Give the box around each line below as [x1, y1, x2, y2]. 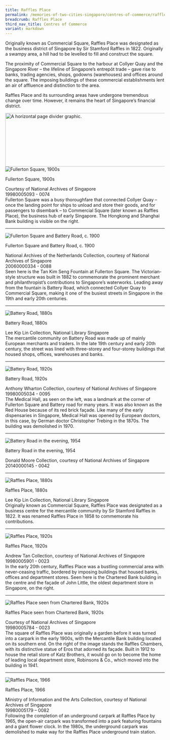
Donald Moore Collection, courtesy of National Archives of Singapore [5, 457, 150, 464]
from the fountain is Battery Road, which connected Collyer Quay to [5, 285, 146, 291]
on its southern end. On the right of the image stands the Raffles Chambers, [5, 641, 163, 647]
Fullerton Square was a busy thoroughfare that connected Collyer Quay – [5, 197, 157, 203]
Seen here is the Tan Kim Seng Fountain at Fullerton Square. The [5, 269, 140, 275]
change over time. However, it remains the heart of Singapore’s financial [5, 97, 155, 104]
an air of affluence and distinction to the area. [5, 82, 100, 89]
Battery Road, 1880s [5, 320, 48, 326]
